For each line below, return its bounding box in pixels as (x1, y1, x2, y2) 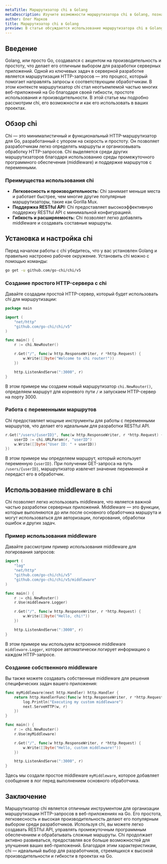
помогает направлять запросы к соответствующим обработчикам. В (5, 78, 153, 85)
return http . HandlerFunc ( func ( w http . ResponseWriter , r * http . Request (14, 695, 164, 700)
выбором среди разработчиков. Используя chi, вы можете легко (5, 821, 144, 827)
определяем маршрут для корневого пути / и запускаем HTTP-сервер (5, 388, 157, 394)
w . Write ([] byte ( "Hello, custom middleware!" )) (23, 745, 121, 750)
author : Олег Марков (5, 16, 48, 21)
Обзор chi (5, 120, 37, 128)
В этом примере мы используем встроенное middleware (5, 641, 126, 647)
